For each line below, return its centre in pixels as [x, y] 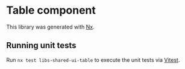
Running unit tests [41, 46]
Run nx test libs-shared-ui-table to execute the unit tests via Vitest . [93, 59]
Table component [51, 10]
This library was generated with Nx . [50, 27]
